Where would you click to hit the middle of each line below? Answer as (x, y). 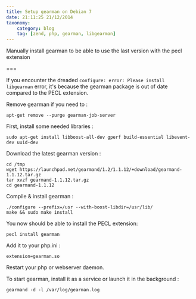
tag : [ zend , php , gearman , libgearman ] (66, 34)
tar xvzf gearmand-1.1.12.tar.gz (48, 180)
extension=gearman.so (33, 257)
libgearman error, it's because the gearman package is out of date (87, 86)
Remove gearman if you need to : (47, 104)
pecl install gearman (33, 235)
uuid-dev (28, 143)
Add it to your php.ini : (33, 245)
